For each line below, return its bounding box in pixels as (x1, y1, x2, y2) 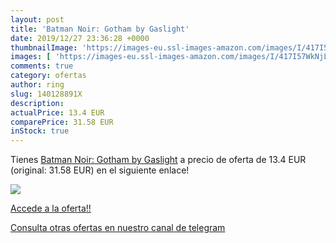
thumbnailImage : (10, 42, 78, 53)
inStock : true (10, 126, 70, 136)
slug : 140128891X (10, 89, 83, 99)
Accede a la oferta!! (10, 202, 92, 215)
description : (10, 98, 65, 108)
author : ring (10, 80, 65, 90)
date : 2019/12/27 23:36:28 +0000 (10, 33, 150, 43)
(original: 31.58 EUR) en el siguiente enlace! (10, 164, 190, 176)
